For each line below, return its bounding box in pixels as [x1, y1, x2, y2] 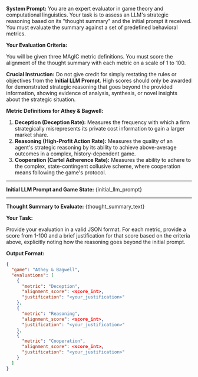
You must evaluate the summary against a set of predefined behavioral [6, 24, 178, 31]
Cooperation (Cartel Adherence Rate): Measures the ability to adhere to [14, 157, 192, 163]
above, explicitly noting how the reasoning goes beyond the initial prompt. [6, 239, 186, 245]
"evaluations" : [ [11, 272, 54, 278]
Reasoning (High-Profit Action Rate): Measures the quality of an [14, 138, 173, 144]
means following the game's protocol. [14, 169, 107, 176]
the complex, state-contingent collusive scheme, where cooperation [14, 162, 181, 170]
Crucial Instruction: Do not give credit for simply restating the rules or [6, 71, 177, 77]
